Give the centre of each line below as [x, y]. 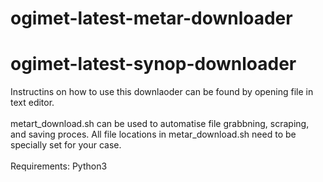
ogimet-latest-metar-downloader [151, 18]
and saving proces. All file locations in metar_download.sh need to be [153, 134]
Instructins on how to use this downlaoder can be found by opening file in [162, 92]
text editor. [32, 103]
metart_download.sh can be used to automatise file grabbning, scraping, [160, 124]
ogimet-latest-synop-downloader [153, 64]
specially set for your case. [66, 145]
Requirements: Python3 [59, 166]
